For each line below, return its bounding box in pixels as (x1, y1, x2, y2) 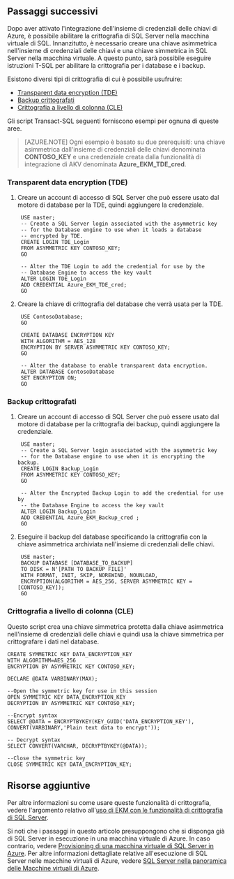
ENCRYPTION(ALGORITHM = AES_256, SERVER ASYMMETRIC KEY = (20, 578, 193, 586)
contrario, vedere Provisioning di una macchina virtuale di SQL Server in (7, 841, 214, 850)
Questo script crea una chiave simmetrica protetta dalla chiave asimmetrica (7, 622, 224, 631)
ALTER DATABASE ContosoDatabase (20, 368, 115, 376)
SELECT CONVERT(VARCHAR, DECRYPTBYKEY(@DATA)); (7, 742, 148, 750)
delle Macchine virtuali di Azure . (7, 864, 100, 872)
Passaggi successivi (7, 6, 99, 17)
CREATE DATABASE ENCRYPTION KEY (20, 332, 115, 339)
